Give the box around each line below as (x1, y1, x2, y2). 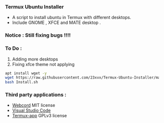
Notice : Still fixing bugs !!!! (5, 32, 71, 39)
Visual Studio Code (12, 107, 51, 113)
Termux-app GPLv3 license (12, 113, 67, 119)
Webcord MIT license (12, 102, 55, 108)
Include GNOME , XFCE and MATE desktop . (12, 20, 101, 25)
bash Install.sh (5, 80, 38, 85)
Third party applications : (5, 91, 67, 98)
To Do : (5, 45, 22, 52)
